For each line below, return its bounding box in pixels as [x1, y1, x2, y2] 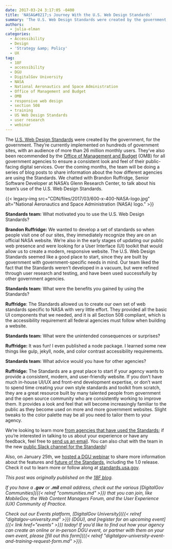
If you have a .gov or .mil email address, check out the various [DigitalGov [5, 484, 164, 490]
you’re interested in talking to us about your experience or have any [5, 432, 148, 438]
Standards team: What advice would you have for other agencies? [5, 358, 146, 364]
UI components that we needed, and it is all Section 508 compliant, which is [5, 312, 166, 318]
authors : [5, 22, 24, 27]
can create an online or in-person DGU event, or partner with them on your [5, 527, 164, 533]
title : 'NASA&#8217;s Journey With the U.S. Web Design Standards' [5, 12, 153, 17]
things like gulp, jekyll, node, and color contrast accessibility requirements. [5, 348, 163, 354]
